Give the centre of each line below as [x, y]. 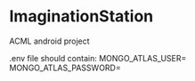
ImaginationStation [81, 16]
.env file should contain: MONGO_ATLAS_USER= [98, 58]
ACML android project [50, 41]
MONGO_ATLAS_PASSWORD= [65, 68]
